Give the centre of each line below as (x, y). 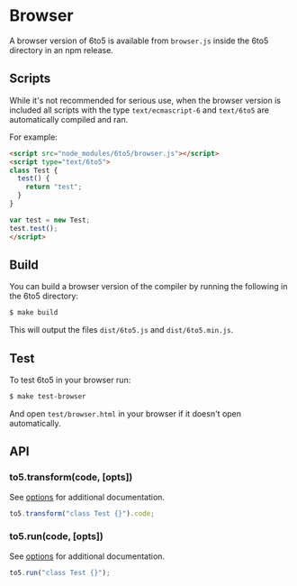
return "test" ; (54, 187)
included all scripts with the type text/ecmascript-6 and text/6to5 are (139, 110)
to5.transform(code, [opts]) (71, 477)
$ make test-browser (48, 397)
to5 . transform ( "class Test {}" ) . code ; (82, 513)
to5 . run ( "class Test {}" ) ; (60, 572)
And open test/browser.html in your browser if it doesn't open (125, 413)
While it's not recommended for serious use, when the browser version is (145, 100)
